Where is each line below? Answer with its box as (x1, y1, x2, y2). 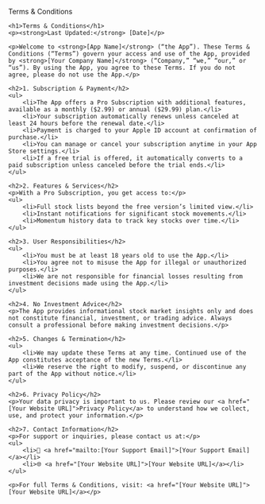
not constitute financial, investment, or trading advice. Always (8, 314, 232, 322)
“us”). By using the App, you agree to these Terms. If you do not (8, 64, 236, 72)
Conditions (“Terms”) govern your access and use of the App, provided (8, 50, 250, 58)
